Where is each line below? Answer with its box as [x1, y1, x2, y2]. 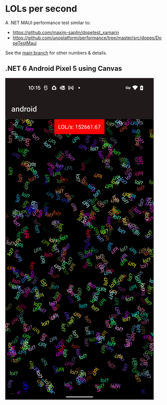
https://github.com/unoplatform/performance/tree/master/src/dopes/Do [12, 35, 162, 41]
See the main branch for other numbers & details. [5, 50, 107, 56]
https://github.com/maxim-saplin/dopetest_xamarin [12, 29, 119, 35]
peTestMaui [12, 40, 37, 46]
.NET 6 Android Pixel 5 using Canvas [5, 64, 122, 73]
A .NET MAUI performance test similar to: [5, 20, 91, 26]
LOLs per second [5, 3, 77, 15]
